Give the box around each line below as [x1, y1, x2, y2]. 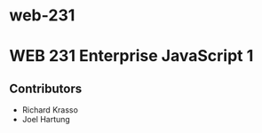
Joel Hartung [21, 114, 71, 125]
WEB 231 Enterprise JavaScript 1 [9, 46, 254, 66]
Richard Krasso [21, 105, 78, 115]
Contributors [9, 81, 83, 96]
